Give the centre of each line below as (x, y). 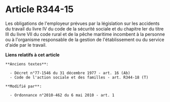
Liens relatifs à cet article (32, 55)
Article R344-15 (39, 9)
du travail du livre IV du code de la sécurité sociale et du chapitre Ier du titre (84, 28)
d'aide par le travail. (26, 45)
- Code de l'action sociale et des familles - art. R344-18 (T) (79, 77)
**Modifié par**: (24, 86)
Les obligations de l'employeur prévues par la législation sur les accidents (82, 23)
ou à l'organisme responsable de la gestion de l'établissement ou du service (85, 40)
